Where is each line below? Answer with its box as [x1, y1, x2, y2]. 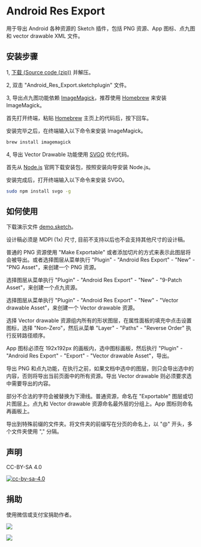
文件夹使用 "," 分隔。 [11, 428, 62, 435]
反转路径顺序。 [11, 332, 49, 339]
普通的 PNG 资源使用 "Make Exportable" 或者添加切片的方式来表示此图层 [6, 249, 186, 256]
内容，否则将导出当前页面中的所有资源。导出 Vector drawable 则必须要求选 [6, 372, 192, 380]
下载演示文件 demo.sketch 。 [6, 223, 77, 230]
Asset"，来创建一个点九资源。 [6, 284, 81, 291]
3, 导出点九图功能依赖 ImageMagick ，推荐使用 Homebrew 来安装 [6, 94, 167, 101]
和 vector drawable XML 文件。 [6, 32, 83, 40]
